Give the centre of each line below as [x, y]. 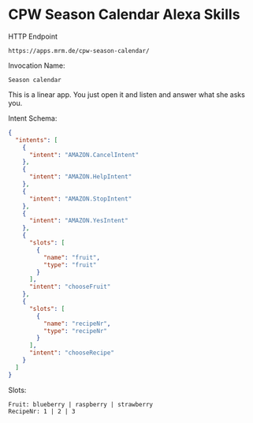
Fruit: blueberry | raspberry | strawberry [81, 404]
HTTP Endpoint [33, 36]
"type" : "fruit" [70, 265]
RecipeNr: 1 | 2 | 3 [42, 411]
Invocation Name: [37, 66]
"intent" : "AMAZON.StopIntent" [80, 199]
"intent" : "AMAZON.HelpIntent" [80, 177]
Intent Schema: [33, 118]
